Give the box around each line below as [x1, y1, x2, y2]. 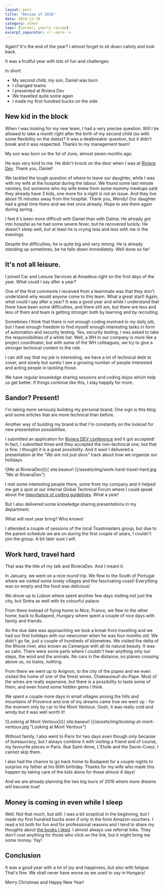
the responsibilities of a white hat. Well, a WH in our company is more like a [5, 334, 157, 340]
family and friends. [5, 618, 43, 624]
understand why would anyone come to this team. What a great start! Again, [5, 293, 159, 299]
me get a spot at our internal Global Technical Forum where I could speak [5, 487, 153, 492]
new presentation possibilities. [5, 427, 67, 432]
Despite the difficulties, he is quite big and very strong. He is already [5, 241, 143, 247]
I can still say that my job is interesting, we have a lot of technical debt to [5, 354, 152, 360]
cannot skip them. [5, 749, 42, 755]
